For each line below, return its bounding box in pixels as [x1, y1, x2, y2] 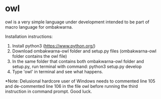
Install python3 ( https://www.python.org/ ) [12, 43, 96, 49]
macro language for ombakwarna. [5, 24, 73, 30]
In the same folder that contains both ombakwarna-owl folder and [12, 58, 144, 64]
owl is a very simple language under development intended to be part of [5, 19, 150, 25]
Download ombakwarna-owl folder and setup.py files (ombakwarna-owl [12, 48, 157, 54]
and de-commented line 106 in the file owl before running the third [5, 83, 138, 89]
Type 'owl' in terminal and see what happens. [12, 68, 103, 74]
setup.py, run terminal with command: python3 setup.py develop [12, 64, 142, 69]
